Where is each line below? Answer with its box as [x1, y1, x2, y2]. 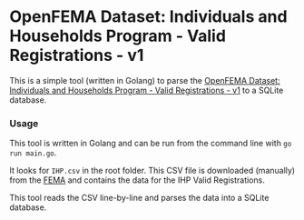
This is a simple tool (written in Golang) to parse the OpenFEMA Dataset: [9, 75, 280, 85]
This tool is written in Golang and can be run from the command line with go [9, 138, 292, 149]
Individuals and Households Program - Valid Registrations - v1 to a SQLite [9, 85, 284, 95]
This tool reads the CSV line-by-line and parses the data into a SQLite [9, 193, 270, 204]
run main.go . [9, 147, 57, 158]
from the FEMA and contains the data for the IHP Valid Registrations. [9, 175, 265, 185]
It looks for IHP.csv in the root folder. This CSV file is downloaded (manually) [9, 165, 296, 176]
